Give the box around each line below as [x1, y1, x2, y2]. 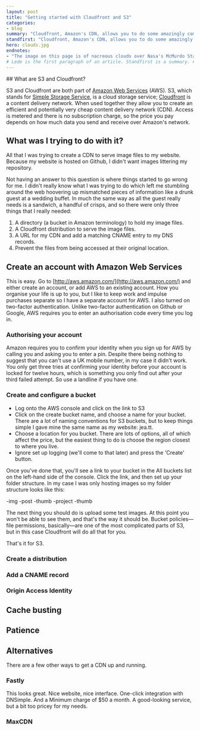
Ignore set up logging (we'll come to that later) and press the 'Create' [14, 449, 185, 456]
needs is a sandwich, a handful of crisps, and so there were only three [6, 201, 179, 208]
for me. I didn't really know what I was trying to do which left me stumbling [6, 182, 189, 189]
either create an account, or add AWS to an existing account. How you [6, 284, 179, 292]
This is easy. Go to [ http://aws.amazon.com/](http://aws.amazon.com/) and [6, 278, 191, 285]
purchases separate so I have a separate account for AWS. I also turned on [6, 297, 190, 304]
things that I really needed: [6, 207, 72, 215]
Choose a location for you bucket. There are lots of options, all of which [14, 430, 191, 437]
